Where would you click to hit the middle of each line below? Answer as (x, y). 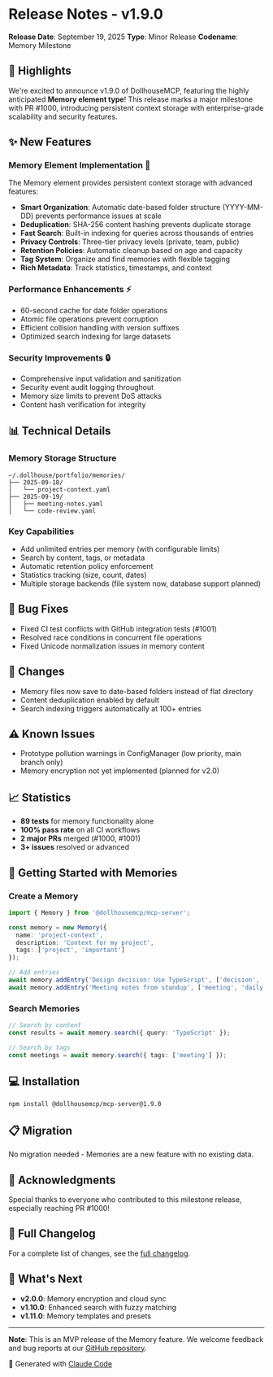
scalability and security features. (63, 116)
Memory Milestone (40, 45)
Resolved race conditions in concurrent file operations (111, 637)
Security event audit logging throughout (87, 387)
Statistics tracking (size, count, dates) (84, 575)
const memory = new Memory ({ (58, 927)
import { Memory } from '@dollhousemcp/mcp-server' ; (100, 912)
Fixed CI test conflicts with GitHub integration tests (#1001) (118, 628)
